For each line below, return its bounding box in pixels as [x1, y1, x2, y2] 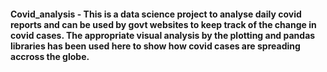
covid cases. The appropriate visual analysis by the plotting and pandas [10, 29, 316, 41]
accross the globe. [10, 50, 90, 62]
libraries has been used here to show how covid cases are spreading [10, 40, 301, 52]
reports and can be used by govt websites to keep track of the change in [10, 18, 317, 30]
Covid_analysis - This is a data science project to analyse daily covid [10, 8, 302, 20]
